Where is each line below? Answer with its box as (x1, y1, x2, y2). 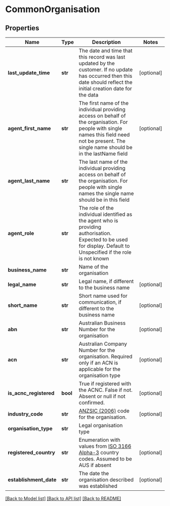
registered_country (8, 449, 56, 456)
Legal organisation (78, 422, 123, 429)
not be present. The (78, 137, 125, 145)
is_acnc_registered (8, 390, 55, 396)
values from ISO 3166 (78, 443, 132, 449)
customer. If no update (78, 66, 133, 73)
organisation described (78, 476, 134, 483)
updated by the (78, 60, 115, 67)
